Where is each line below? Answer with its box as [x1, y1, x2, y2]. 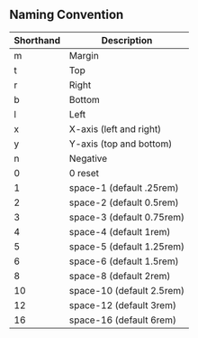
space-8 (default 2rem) [68, 269, 171, 282]
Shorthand [13, 33, 61, 46]
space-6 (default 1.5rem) [68, 255, 179, 268]
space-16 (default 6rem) [68, 314, 177, 326]
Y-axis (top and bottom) [68, 137, 173, 150]
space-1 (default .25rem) [68, 181, 179, 193]
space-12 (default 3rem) [68, 298, 177, 311]
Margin [68, 49, 99, 61]
